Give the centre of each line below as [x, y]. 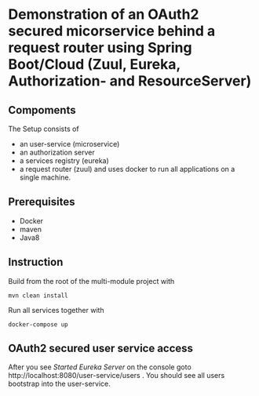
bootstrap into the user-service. [60, 384]
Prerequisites [42, 202]
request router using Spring [100, 48]
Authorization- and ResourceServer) [130, 81]
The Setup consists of [44, 129]
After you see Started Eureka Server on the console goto [100, 367]
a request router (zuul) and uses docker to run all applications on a [127, 169]
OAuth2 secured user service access [101, 349]
